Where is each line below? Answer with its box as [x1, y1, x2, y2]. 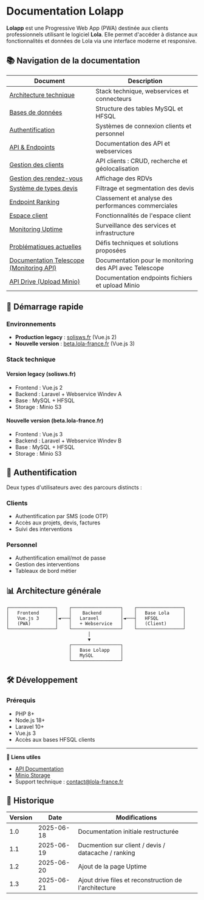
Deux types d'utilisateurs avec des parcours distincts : [6, 484, 143, 491]
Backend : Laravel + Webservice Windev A [15, 390, 122, 398]
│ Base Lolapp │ [69, 647, 123, 653]
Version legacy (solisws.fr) [6, 370, 76, 377]
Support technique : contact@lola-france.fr [15, 778, 124, 785]
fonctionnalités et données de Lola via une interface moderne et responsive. [6, 37, 197, 44]
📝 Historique [6, 796, 55, 806]
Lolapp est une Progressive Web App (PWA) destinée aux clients [6, 24, 169, 32]
